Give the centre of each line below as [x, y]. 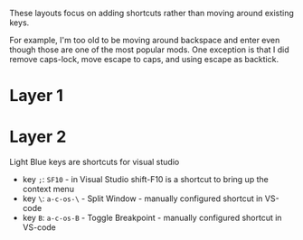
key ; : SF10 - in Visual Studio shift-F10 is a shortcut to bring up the [145, 180]
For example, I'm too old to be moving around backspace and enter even [145, 40]
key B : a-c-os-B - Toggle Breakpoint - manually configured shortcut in [152, 218]
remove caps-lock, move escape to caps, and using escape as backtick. [144, 59]
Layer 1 [36, 96]
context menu [48, 189]
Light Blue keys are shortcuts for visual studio [95, 162]
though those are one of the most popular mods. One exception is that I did [149, 50]
